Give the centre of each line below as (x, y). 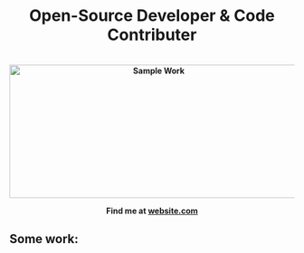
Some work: (44, 239)
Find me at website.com (152, 211)
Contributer (152, 35)
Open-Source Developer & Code (152, 16)
